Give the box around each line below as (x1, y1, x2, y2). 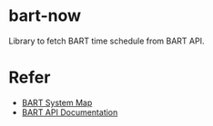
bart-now (8, 5, 82, 26)
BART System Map (21, 97, 93, 108)
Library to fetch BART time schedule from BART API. (8, 35, 205, 46)
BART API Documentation (21, 106, 118, 118)
